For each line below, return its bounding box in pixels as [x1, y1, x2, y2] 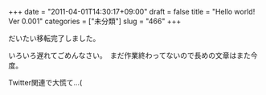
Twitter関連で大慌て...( [8, 78, 83, 87]
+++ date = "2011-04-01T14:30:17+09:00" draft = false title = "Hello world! [8, 7, 256, 16]
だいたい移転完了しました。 [8, 34, 100, 43]
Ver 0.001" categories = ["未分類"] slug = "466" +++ [8, 16, 182, 26]
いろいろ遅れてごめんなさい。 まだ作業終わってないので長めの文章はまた [8, 51, 251, 60]
